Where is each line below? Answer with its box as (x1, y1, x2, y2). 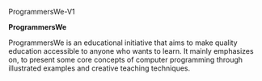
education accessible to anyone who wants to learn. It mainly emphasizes (8, 47, 254, 55)
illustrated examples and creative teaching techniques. (8, 63, 191, 73)
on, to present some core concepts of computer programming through (8, 55, 243, 64)
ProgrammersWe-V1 (8, 7, 75, 16)
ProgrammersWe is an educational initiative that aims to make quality (8, 38, 238, 47)
